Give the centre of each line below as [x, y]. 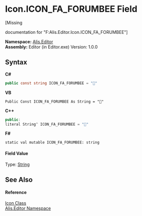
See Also [19, 179]
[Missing [14, 23]
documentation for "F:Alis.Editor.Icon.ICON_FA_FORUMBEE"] [67, 32]
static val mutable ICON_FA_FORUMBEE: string [52, 143]
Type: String [17, 164]
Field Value [17, 153]
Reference [16, 192]
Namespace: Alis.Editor [29, 41]
